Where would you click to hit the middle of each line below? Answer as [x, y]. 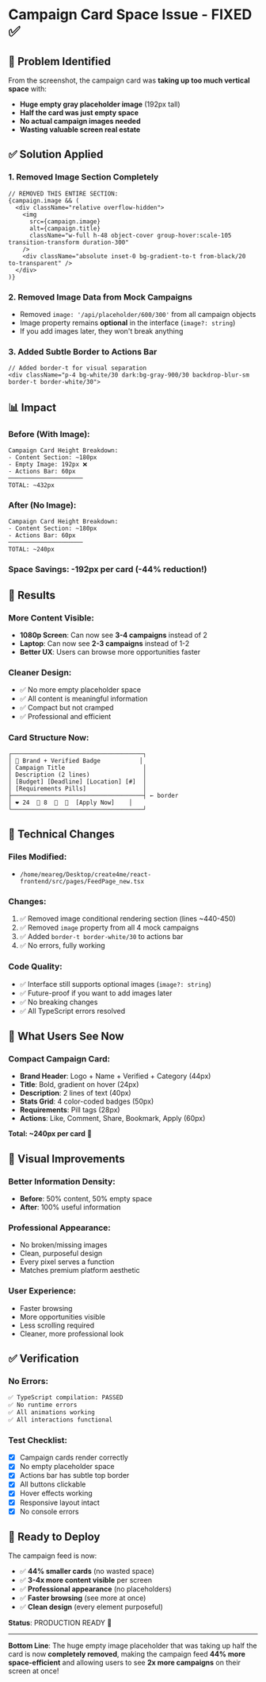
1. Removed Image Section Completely [84, 177]
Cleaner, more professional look [72, 1333]
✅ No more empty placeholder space [80, 690]
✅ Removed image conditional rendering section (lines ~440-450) [127, 918]
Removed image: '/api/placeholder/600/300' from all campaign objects [138, 314]
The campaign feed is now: [53, 1556]
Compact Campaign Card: [59, 1059]
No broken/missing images [63, 1245]
